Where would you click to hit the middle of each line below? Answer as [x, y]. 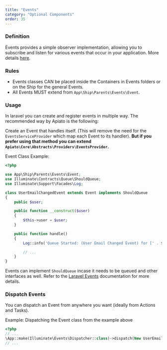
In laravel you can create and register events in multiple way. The [72, 116]
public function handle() [41, 234]
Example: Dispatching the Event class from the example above [69, 320]
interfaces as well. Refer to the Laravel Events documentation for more [77, 276]
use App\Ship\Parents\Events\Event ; [43, 175]
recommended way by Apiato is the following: [52, 121]
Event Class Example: [27, 156]
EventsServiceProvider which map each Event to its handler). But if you [79, 136]
